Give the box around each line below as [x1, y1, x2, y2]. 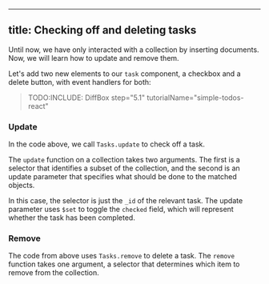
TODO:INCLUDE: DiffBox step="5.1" [27, 93, 146, 102]
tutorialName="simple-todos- [147, 93, 244, 102]
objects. [8, 181, 35, 190]
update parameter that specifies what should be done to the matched [8, 172, 238, 182]
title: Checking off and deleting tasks [8, 23, 197, 37]
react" [27, 101, 50, 110]
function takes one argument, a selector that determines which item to [8, 259, 240, 269]
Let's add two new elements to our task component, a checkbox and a [8, 69, 241, 78]
